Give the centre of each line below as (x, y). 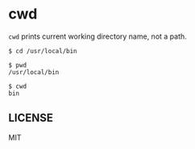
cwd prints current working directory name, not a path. (97, 36)
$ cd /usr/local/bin (43, 51)
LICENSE (31, 118)
